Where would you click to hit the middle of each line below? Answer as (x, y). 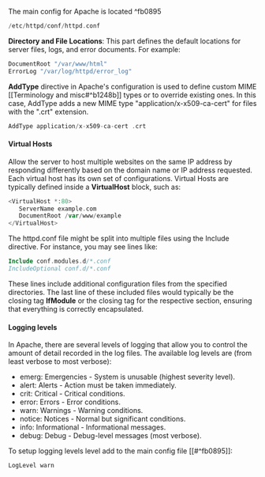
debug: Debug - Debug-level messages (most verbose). (111, 436)
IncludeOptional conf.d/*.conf (60, 269)
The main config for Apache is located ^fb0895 (85, 11)
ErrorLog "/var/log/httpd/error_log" (70, 71)
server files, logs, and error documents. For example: (94, 49)
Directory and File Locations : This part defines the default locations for (125, 41)
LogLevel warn (32, 466)
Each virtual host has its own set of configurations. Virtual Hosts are (118, 178)
